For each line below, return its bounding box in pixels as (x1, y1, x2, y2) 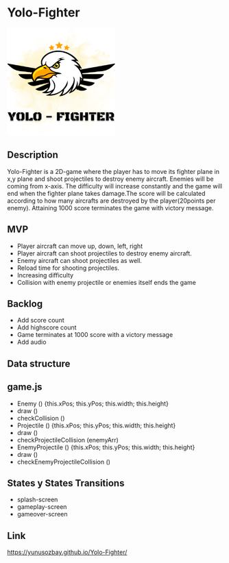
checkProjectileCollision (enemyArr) (16, 436, 119, 444)
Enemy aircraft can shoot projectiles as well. (16, 256, 143, 264)
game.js (7, 381, 43, 393)
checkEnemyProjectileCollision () (16, 458, 111, 466)
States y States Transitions (7, 477, 125, 489)
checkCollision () (16, 414, 65, 422)
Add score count (16, 316, 64, 325)
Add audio (16, 338, 47, 347)
